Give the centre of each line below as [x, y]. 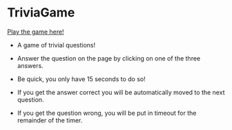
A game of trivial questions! [56, 45]
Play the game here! [36, 32]
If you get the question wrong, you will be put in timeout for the [107, 113]
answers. [30, 65]
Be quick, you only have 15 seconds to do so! [81, 79]
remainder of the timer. [50, 120]
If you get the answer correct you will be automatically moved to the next [121, 92]
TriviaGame [41, 13]
